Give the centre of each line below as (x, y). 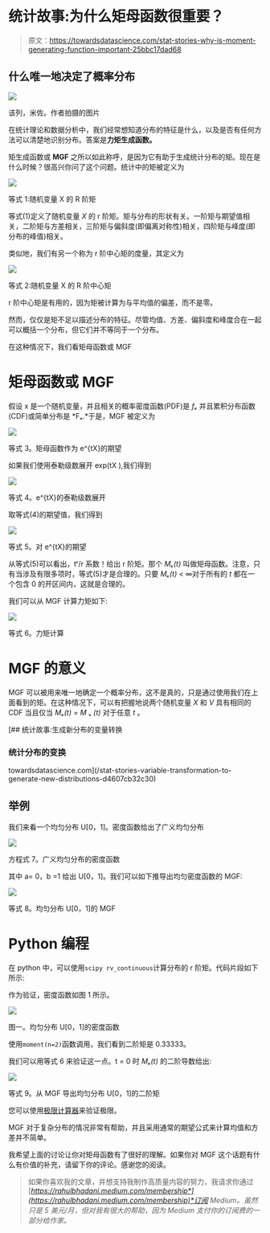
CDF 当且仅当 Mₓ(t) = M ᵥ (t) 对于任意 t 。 (76, 712)
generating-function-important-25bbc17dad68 (105, 49)
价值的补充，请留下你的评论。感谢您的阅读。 (96, 1164)
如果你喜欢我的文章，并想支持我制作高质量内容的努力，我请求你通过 (141, 1182)
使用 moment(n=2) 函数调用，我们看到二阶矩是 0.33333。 (100, 1044)
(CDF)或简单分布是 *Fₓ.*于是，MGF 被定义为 (82, 416)
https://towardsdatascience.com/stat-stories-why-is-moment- (153, 40)
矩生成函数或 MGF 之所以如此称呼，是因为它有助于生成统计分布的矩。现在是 (135, 157)
